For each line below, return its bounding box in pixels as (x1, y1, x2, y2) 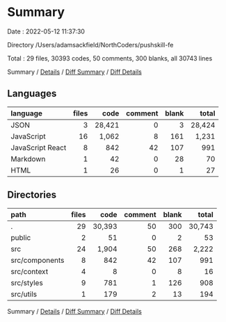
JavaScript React (10, 143, 67, 152)
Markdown (10, 154, 46, 163)
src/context (10, 266, 49, 276)
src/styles (10, 277, 43, 287)
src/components (10, 255, 65, 265)
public (10, 232, 31, 242)
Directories (7, 189, 57, 201)
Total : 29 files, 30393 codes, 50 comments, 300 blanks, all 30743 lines (7, 54, 213, 63)
